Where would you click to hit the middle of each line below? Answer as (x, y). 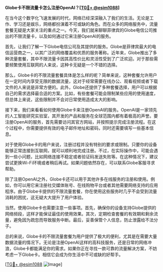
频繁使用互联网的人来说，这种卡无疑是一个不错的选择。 (64, 65)
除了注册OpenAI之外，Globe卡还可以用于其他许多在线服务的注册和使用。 (78, 179)
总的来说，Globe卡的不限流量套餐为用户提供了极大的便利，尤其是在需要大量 (81, 236)
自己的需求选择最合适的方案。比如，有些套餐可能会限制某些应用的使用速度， (81, 93)
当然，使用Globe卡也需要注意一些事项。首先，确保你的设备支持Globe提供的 (81, 208)
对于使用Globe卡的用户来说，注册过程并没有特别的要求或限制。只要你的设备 (81, 145)
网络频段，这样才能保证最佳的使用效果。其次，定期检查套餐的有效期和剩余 (79, 214)
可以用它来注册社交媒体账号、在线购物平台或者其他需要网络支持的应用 (88, 185)
